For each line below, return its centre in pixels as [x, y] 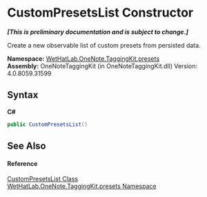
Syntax [23, 95]
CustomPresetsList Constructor [100, 13]
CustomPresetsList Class [42, 179]
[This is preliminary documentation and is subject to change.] [98, 32]
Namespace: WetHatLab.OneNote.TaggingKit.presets [83, 58]
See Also [27, 146]
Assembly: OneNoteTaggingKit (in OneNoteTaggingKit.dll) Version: [102, 66]
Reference [22, 163]
